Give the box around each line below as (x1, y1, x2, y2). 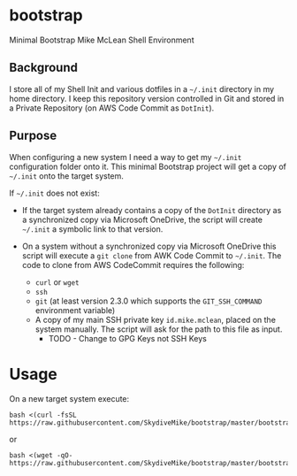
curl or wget (34, 276, 80, 288)
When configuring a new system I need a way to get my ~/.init (9, 151, 242, 162)
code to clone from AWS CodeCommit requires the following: (21, 259, 245, 270)
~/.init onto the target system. (9, 170, 124, 181)
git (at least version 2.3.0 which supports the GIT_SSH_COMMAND (34, 296, 263, 306)
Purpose (9, 128, 57, 143)
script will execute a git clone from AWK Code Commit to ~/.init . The (21, 250, 282, 261)
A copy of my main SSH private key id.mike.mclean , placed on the (34, 314, 277, 325)
